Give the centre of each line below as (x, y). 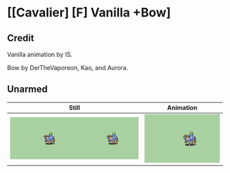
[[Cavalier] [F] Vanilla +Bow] (89, 13)
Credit (21, 38)
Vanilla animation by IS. (40, 54)
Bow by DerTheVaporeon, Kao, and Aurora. (68, 68)
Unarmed (27, 90)
